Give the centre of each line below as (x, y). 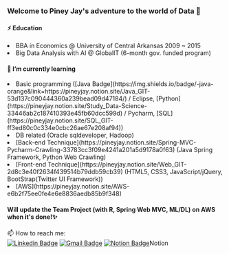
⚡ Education (25, 28)
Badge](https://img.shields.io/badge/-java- (153, 84)
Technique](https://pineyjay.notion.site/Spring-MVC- (122, 142)
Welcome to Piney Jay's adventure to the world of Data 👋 (104, 11)
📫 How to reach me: (36, 233)
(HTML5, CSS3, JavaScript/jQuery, (174, 172)
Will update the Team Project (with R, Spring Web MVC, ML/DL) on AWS (111, 209)
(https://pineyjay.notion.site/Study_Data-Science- (77, 106)
